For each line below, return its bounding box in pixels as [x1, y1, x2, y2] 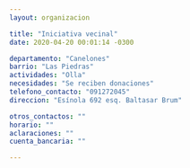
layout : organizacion [9, 13, 91, 22]
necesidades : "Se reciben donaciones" [9, 79, 154, 88]
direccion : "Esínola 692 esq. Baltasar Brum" [9, 95, 182, 104]
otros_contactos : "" [9, 111, 87, 121]
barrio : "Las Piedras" [9, 62, 94, 72]
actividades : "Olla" [9, 71, 87, 80]
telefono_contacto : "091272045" [9, 87, 130, 96]
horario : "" [9, 120, 54, 129]
